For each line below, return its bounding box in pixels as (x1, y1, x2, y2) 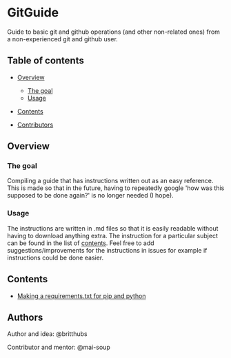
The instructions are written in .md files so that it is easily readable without (7, 224, 219, 232)
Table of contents (7, 55, 84, 67)
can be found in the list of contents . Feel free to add (7, 239, 154, 247)
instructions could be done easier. (7, 253, 104, 262)
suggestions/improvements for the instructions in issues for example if (7, 246, 208, 254)
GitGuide (7, 5, 59, 21)
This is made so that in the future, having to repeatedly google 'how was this (7, 184, 225, 192)
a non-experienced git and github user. (7, 34, 119, 43)
